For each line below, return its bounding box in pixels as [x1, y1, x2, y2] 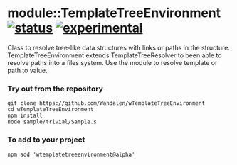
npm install [7, 112, 43, 120]
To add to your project [7, 135, 85, 144]
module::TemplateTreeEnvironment [7, 5, 221, 21]
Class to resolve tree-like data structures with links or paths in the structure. [7, 43, 230, 52]
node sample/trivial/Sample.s [7, 118, 98, 125]
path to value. [7, 66, 48, 74]
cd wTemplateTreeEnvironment [7, 106, 94, 113]
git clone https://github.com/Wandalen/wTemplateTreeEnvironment [7, 100, 205, 107]
